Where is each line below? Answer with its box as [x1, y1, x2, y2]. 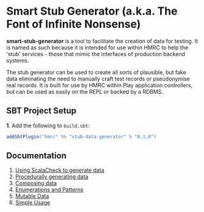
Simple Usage [15, 199, 51, 207]
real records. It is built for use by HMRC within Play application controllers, [6, 81, 193, 89]
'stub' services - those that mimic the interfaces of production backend [6, 50, 186, 57]
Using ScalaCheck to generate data [15, 166, 105, 174]
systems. [6, 57, 29, 64]
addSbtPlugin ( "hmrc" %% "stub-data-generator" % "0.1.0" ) [6, 133, 157, 140]
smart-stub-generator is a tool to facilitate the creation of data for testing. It [6, 37, 199, 44]
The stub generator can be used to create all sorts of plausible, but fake [6, 68, 187, 76]
